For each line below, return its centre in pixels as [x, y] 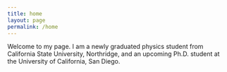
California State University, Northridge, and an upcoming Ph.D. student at [114, 54]
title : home [25, 14]
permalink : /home [33, 27]
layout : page [26, 20]
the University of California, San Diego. [64, 62]
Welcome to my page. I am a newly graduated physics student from [105, 47]
